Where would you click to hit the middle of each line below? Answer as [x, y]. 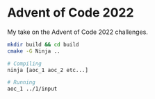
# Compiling [24, 64]
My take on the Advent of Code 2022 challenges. [77, 32]
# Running [22, 82]
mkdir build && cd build [43, 44]
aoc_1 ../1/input [32, 89]
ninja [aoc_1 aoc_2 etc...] [48, 70]
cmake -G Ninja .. [34, 51]
